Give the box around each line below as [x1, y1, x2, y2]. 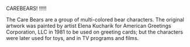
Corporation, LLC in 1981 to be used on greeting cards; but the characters [6, 28, 183, 35]
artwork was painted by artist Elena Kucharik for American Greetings [6, 23, 171, 29]
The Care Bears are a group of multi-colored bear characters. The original [6, 16, 184, 23]
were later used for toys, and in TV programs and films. [6, 35, 139, 41]
